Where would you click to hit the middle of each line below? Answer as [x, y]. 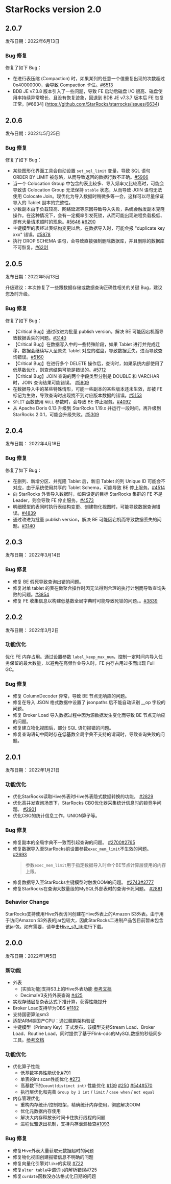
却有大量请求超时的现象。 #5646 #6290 [54, 222]
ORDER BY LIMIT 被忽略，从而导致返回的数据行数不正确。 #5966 [80, 177]
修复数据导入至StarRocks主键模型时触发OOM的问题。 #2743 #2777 [83, 882]
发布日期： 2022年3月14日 [33, 555]
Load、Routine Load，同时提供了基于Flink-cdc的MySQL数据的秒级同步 [87, 1033]
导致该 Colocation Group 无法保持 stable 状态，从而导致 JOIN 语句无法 [87, 190]
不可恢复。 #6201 [30, 247]
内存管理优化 [26, 1098]
